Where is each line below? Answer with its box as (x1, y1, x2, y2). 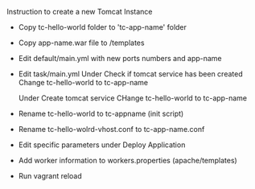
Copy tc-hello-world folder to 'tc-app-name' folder (18, 23, 187, 31)
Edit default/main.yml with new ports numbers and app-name (18, 54, 222, 63)
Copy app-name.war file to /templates (18, 38, 145, 47)
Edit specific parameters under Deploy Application (18, 140, 186, 150)
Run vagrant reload (18, 171, 83, 180)
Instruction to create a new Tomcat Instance (6, 7, 153, 16)
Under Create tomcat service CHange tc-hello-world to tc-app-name (18, 93, 248, 103)
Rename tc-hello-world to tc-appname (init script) (18, 109, 184, 118)
